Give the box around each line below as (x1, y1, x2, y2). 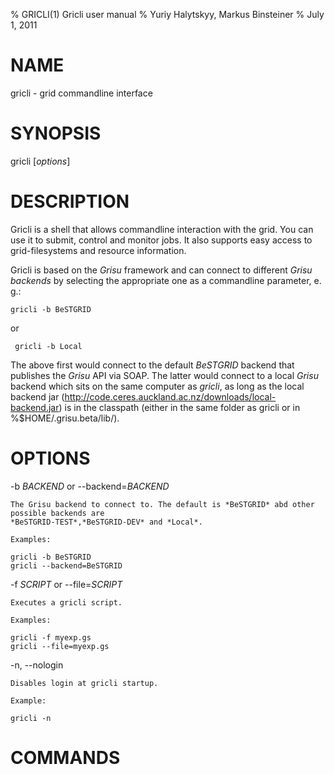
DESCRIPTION (10, 190, 130, 213)
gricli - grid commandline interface (10, 87, 153, 99)
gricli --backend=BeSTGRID (10, 560, 123, 571)
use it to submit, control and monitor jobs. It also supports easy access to (10, 234, 313, 246)
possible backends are (10, 508, 105, 518)
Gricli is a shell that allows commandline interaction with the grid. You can (10, 223, 314, 235)
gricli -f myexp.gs (10, 632, 92, 643)
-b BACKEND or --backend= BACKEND (10, 480, 170, 492)
